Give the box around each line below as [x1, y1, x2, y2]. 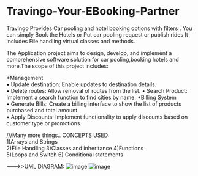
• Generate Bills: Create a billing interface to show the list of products [6, 100, 182, 108]
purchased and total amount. [6, 106, 80, 114]
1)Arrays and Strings [6, 137, 58, 145]
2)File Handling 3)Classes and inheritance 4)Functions [6, 144, 144, 152]
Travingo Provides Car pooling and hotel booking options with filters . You [6, 24, 192, 32]
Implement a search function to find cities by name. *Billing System [6, 94, 177, 101]
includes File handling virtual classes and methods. [6, 37, 135, 45]
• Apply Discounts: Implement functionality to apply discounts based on [6, 113, 188, 120]
